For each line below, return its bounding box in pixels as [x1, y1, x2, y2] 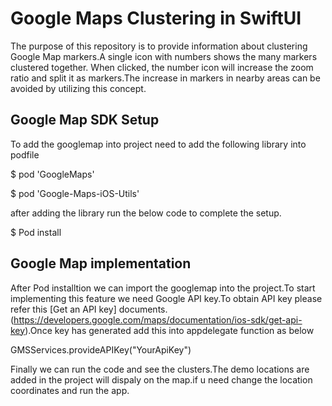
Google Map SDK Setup [10, 112, 160, 129]
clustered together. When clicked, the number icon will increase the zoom [10, 61, 314, 73]
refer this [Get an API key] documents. [10, 303, 168, 315]
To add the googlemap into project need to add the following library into [10, 138, 307, 150]
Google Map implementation [10, 255, 192, 272]
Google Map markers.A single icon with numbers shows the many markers [10, 50, 318, 62]
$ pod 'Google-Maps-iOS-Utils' [10, 187, 140, 199]
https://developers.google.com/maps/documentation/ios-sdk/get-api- [13, 313, 303, 326]
